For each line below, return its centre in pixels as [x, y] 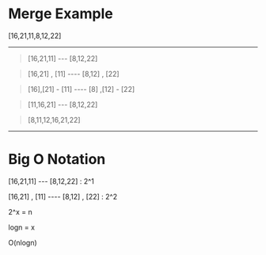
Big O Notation [57, 160]
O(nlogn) [23, 242]
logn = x [22, 227]
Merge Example [61, 14]
